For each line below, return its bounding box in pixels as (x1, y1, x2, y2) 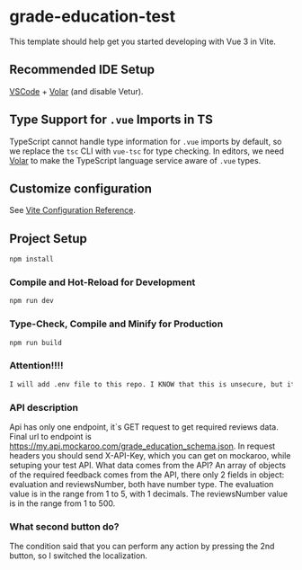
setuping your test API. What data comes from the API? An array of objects (9, 459, 287, 470)
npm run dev (9, 297, 54, 306)
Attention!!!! (9, 360, 65, 372)
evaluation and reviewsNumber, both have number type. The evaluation (9, 478, 274, 489)
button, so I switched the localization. (9, 550, 148, 561)
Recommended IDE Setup (9, 62, 155, 77)
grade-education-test (9, 6, 176, 27)
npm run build (9, 338, 63, 347)
